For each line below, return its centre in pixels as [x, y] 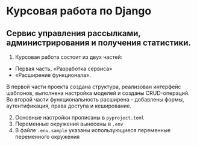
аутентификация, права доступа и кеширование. [69, 106]
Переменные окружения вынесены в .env [69, 124]
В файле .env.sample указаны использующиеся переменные [93, 130]
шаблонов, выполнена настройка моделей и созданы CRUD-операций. [98, 93]
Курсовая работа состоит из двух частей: [69, 57]
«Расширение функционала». [53, 75]
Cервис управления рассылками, [73, 33]
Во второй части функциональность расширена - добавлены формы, [95, 99]
